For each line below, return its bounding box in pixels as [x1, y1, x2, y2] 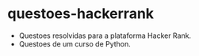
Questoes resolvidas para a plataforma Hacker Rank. [18, 31, 192, 40]
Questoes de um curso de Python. [18, 39, 132, 48]
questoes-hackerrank [7, 5, 155, 23]
